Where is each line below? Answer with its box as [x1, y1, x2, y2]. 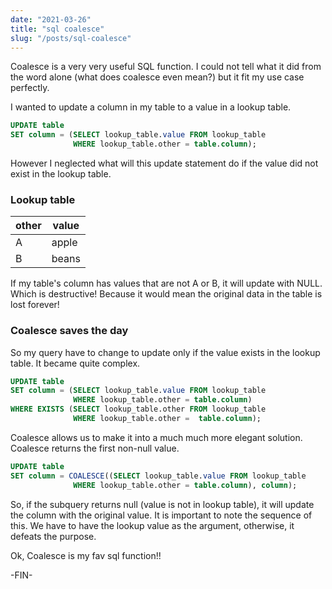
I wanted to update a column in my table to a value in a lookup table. [10, 101, 292, 113]
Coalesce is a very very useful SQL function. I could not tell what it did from [10, 61, 322, 73]
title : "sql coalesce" [10, 24, 105, 34]
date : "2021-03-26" [10, 14, 92, 25]
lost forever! [10, 299, 60, 311]
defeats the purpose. [10, 530, 97, 542]
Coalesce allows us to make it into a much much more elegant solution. [10, 431, 303, 443]
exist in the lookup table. [10, 168, 112, 180]
